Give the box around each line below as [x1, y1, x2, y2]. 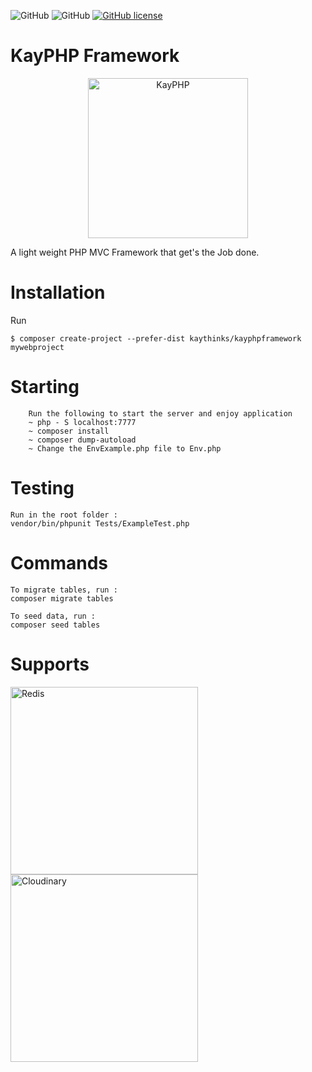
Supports [10, 653, 90, 675]
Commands [10, 551, 109, 574]
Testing [10, 477, 75, 499]
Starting [10, 376, 80, 399]
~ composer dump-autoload [28, 435, 137, 445]
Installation [10, 281, 106, 304]
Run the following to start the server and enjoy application [28, 408, 293, 419]
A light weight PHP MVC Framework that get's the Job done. [10, 246, 260, 258]
